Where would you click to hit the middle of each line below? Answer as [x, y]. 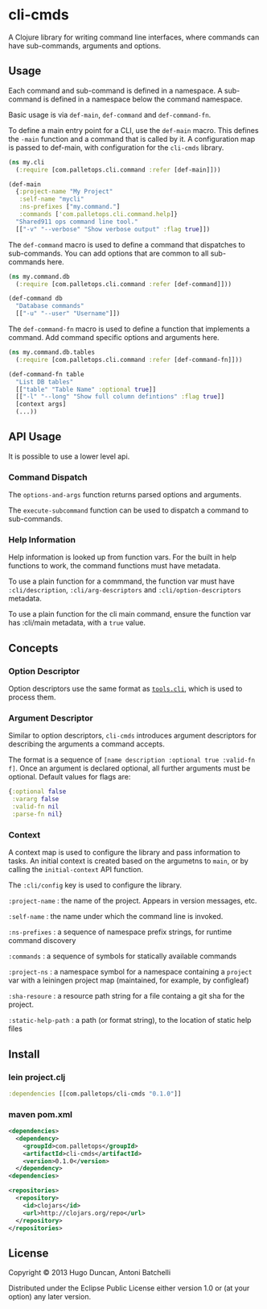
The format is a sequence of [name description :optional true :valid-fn [132, 760]
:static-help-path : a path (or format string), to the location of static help [130, 1020]
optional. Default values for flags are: [70, 777]
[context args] [41, 405]
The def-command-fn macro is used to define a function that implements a [129, 329]
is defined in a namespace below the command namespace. [143, 99]
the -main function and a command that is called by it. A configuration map [132, 139]
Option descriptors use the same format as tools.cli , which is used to [125, 689]
